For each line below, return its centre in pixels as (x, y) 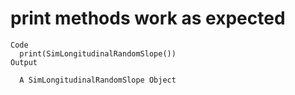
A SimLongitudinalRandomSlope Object (98, 80)
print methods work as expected (148, 18)
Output (24, 62)
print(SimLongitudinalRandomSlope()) (98, 53)
